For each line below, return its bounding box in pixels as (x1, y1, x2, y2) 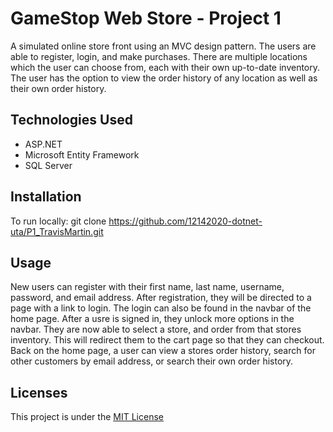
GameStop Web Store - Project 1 (10, 7, 282, 30)
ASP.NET (24, 138, 63, 150)
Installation (10, 188, 82, 206)
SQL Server (24, 159, 73, 171)
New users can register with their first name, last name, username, (10, 281, 285, 293)
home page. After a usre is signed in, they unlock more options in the (10, 313, 295, 325)
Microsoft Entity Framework (24, 148, 140, 161)
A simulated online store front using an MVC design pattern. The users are (10, 40, 317, 52)
